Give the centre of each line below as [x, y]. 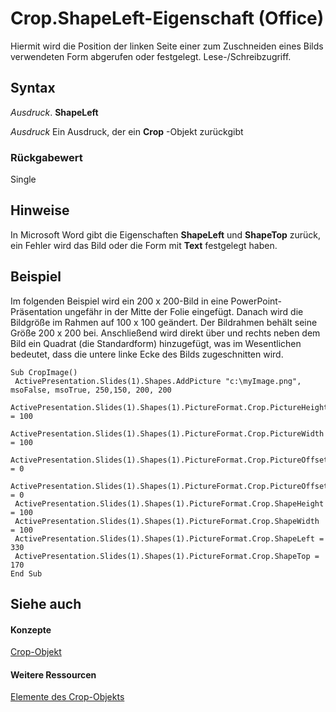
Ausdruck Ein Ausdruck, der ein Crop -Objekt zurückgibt [127, 131]
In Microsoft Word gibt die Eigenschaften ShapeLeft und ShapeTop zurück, [166, 234]
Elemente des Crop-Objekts [67, 697]
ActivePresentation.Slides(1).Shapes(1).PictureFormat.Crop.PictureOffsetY [171, 486]
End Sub [26, 573]
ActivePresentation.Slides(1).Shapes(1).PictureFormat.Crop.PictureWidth [167, 433]
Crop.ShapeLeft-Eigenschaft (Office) [167, 18]
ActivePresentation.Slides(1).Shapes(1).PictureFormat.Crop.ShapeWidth [167, 521]
